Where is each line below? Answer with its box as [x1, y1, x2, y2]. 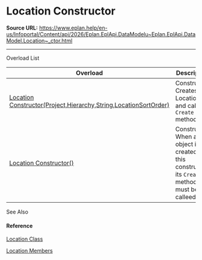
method [175, 177, 197, 186]
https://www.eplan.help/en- [38, 24, 108, 31]
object [175, 140, 194, 148]
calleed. [175, 192, 198, 201]
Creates [175, 86, 198, 95]
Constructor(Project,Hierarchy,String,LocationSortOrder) [9, 101, 170, 109]
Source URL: [6, 24, 38, 31]
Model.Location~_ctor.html [6, 37, 73, 44]
